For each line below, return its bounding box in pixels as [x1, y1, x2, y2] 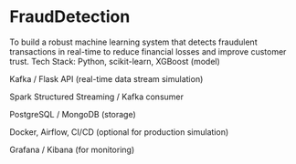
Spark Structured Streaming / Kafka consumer [9, 91, 185, 102]
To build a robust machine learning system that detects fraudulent [9, 36, 258, 47]
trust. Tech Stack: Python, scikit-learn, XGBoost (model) [9, 56, 221, 67]
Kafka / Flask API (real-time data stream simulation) [9, 73, 204, 84]
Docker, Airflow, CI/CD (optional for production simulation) [9, 126, 229, 138]
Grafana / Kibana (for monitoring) [9, 144, 135, 155]
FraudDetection [9, 6, 131, 27]
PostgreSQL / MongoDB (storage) [9, 108, 137, 119]
